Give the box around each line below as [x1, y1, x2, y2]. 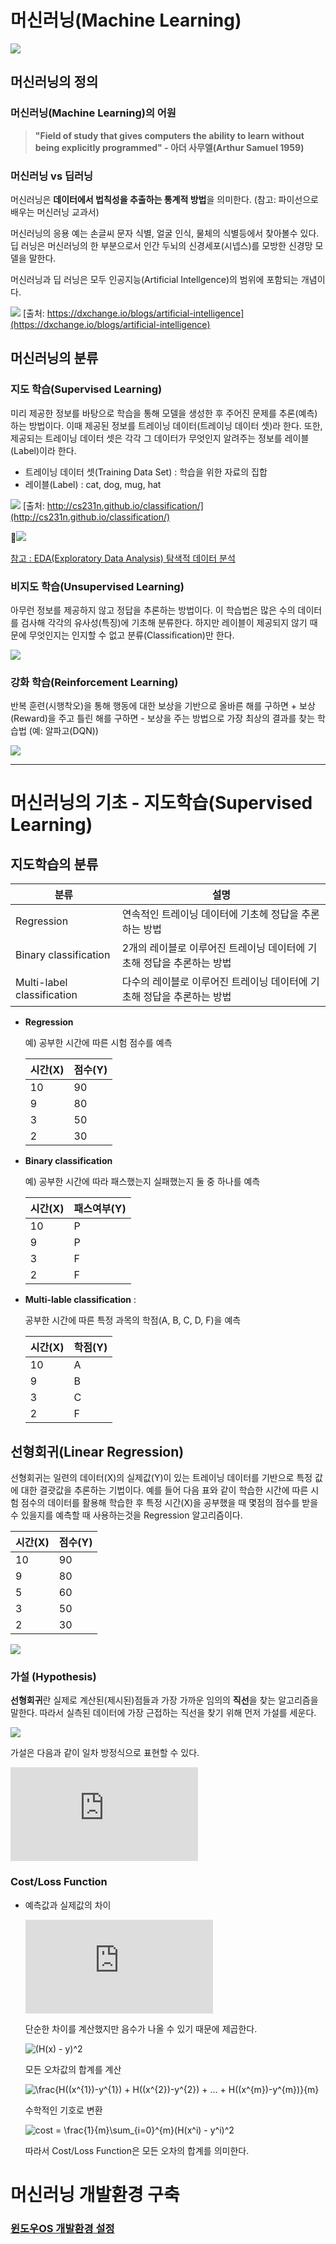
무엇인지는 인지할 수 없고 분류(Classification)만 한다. [28, 629, 235, 641]
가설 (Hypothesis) [10, 1669, 97, 1683]
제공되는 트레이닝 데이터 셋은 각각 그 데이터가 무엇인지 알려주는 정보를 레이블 [10, 432, 310, 444]
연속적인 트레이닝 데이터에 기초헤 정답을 [121, 907, 299, 921]
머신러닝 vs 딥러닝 [10, 169, 94, 183]
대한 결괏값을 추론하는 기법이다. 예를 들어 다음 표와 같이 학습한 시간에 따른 [20, 1484, 309, 1496]
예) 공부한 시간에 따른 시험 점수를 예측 [24, 1037, 173, 1049]
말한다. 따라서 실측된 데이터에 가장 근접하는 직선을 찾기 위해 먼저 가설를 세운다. [10, 1707, 317, 1719]
